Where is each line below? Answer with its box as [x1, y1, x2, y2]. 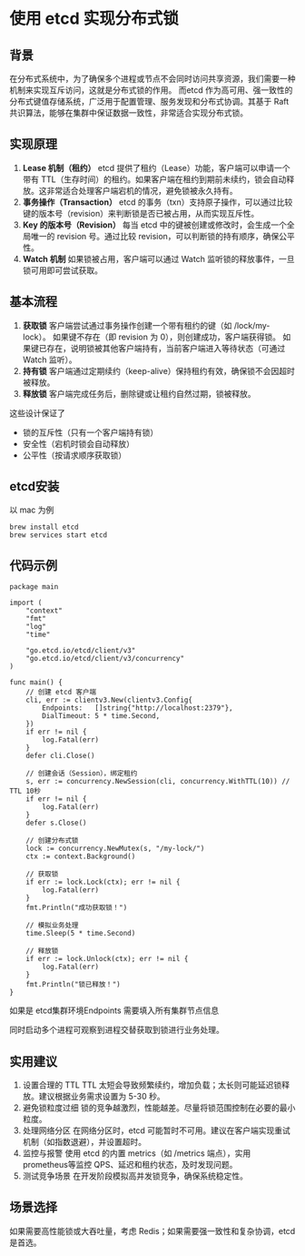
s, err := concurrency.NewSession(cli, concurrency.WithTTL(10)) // [25, 777, 290, 786]
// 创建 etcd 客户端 [25, 688, 97, 697]
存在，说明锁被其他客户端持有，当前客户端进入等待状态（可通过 [46, 342, 286, 353]
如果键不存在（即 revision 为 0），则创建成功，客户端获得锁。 [53, 331, 281, 342]
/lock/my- [233, 319, 271, 330]
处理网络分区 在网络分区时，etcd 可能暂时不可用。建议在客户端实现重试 [22, 1125, 290, 1136]
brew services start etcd [9, 531, 107, 540]
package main [9, 582, 59, 592]
